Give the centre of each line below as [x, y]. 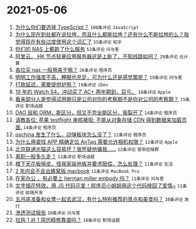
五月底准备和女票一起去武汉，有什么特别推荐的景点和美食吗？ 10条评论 [99, 199]
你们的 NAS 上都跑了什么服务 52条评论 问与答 [67, 49]
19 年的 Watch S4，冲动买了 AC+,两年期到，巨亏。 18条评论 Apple [93, 92]
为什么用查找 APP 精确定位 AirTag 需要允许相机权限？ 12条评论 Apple [96, 141]
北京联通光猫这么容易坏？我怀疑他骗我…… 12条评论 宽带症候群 [87, 149]
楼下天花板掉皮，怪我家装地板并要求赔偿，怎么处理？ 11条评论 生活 [94, 164]
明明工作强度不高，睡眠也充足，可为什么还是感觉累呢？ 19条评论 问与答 [99, 77]
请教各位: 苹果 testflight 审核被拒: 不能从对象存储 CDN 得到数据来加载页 [101, 120]
